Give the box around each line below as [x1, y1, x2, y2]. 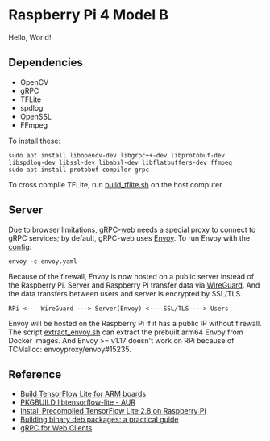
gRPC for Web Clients [19, 423, 93, 433]
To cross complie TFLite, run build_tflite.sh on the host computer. [8, 179, 224, 189]
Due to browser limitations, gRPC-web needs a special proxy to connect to [8, 225, 256, 234]
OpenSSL [19, 111, 52, 121]
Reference [8, 367, 62, 381]
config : [8, 241, 32, 251]
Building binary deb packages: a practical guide [19, 414, 179, 425]
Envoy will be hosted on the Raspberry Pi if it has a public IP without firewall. [8, 318, 262, 328]
